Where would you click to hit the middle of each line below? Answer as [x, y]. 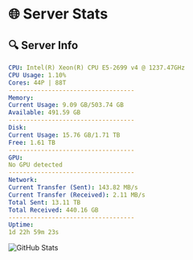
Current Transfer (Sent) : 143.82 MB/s [73, 188]
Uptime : [21, 225]
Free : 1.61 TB [32, 142]
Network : [23, 180]
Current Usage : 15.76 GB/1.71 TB [64, 135]
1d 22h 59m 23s [34, 233]
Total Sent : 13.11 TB [45, 202]
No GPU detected [35, 165]
